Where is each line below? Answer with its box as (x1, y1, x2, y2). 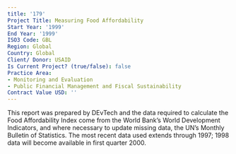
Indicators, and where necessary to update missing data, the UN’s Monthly (7, 124, 225, 132)
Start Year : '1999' (7, 23, 65, 30)
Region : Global (7, 43, 52, 50)
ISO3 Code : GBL (7, 37, 52, 44)
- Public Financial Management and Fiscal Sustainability (7, 83, 182, 90)
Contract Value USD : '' (7, 89, 78, 96)
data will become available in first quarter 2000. (7, 138, 147, 147)
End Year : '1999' (7, 30, 59, 37)
